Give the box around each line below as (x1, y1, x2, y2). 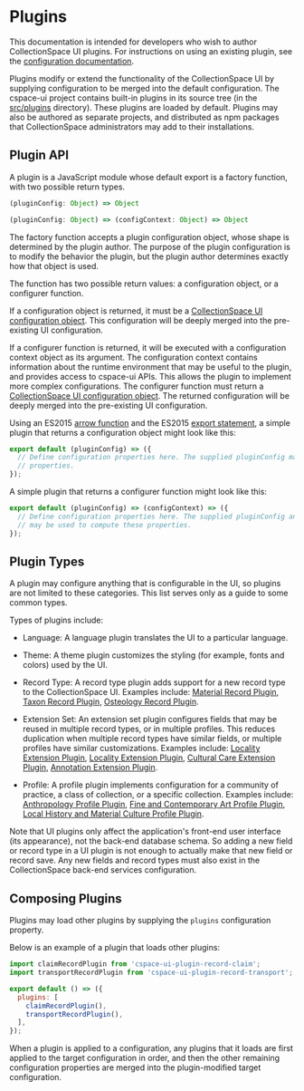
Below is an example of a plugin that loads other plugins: (9, 942, 220, 953)
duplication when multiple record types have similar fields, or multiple (22, 733, 282, 744)
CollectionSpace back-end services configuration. (9, 864, 197, 875)
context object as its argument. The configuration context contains (9, 352, 258, 362)
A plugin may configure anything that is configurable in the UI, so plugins (9, 578, 281, 589)
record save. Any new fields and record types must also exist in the (9, 854, 261, 866)
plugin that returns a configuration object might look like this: (9, 427, 237, 438)
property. (9, 924, 44, 935)
